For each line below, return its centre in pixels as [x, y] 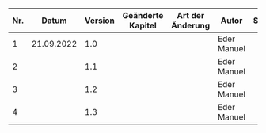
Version [99, 21]
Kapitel [143, 25]
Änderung [191, 25]
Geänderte [143, 15]
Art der [190, 15]
